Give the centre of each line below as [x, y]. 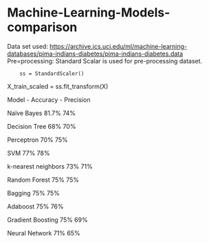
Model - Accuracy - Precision [49, 99]
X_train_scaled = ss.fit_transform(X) [58, 86]
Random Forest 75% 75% [43, 180]
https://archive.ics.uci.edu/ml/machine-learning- [118, 46]
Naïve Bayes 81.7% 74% [42, 113]
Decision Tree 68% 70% [42, 126]
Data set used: [27, 46]
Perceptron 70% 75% [38, 140]
